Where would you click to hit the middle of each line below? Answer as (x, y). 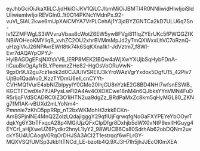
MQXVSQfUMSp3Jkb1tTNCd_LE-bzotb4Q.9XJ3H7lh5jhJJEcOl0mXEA (92, 142)
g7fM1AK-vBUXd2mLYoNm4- (42, 104)
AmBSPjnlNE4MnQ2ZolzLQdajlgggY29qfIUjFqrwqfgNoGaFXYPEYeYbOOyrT (99, 116)
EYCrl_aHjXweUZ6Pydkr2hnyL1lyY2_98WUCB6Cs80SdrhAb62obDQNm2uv (99, 129)
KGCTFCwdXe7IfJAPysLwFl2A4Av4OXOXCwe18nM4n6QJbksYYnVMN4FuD (100, 91)
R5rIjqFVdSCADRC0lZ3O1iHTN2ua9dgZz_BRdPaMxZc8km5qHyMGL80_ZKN (100, 97)
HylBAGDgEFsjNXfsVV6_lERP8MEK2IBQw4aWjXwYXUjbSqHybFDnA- (92, 59)
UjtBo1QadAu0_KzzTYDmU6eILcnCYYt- (55, 78)
